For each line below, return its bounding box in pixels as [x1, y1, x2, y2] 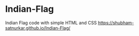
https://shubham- [97, 20, 134, 26]
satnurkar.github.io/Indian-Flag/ [5, 25, 71, 31]
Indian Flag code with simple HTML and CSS [5, 20, 97, 26]
